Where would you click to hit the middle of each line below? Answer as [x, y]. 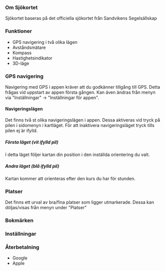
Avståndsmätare [29, 47]
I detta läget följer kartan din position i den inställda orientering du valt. [78, 155]
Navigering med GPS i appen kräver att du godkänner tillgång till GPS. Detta [83, 87]
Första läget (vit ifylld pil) [32, 142]
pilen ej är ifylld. [22, 131]
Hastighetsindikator [32, 58]
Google [20, 258]
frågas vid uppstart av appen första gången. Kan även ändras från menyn [80, 92]
